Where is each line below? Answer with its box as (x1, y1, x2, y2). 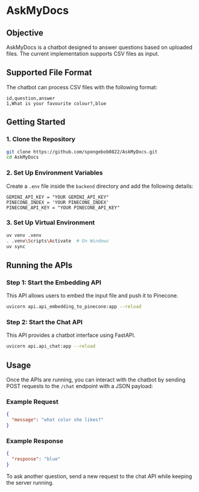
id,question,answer (6, 95, 55, 101)
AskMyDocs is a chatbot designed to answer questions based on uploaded (6, 43, 193, 51)
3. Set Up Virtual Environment (6, 219, 95, 227)
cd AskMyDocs (6, 155, 39, 161)
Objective (6, 28, 44, 38)
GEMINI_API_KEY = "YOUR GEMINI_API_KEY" (6, 194, 110, 200)
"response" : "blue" (11, 456, 61, 462)
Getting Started (6, 117, 66, 127)
